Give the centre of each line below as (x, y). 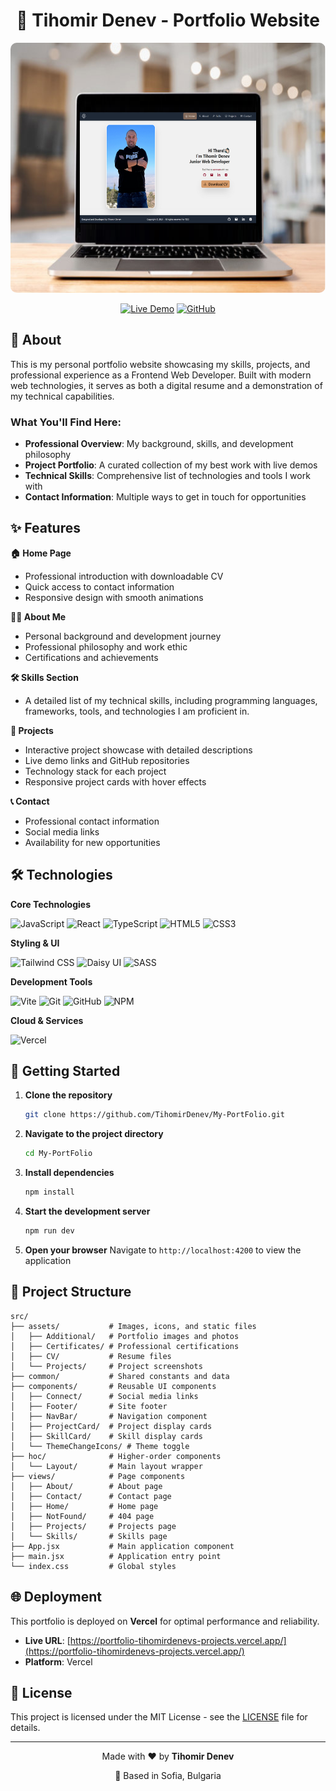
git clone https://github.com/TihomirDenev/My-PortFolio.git (155, 1115)
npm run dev (49, 1231)
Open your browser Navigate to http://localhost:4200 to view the (163, 1250)
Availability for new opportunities (92, 842)
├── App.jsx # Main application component (122, 1546)
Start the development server (87, 1211)
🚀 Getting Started (65, 1071)
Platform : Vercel (58, 1661)
